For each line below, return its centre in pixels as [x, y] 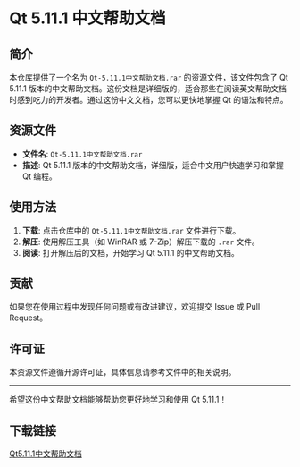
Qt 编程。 [40, 176]
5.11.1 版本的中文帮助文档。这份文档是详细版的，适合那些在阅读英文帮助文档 [148, 89]
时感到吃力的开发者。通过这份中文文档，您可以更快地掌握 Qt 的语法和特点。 [149, 100]
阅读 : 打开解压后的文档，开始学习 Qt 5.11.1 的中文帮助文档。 [130, 252]
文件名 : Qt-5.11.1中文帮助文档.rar [82, 154]
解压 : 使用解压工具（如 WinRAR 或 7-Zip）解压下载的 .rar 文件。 [141, 242]
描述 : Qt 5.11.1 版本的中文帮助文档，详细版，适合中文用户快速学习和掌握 [153, 165]
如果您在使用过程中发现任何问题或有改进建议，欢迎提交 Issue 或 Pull [135, 307]
